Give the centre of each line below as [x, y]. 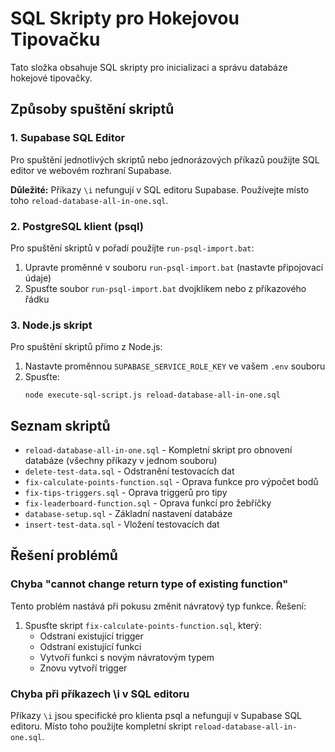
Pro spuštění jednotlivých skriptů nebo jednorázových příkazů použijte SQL [165, 159]
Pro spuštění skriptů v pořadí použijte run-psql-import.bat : [132, 248]
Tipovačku [55, 39]
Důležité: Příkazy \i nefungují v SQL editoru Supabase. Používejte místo [160, 189]
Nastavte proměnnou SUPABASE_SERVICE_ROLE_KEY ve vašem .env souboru [175, 366]
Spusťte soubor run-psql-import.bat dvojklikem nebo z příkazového [165, 288]
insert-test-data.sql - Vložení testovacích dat [122, 524]
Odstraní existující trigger [91, 636]
